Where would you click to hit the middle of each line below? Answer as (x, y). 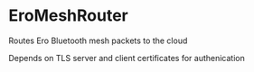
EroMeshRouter (68, 16)
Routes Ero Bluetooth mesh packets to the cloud (98, 40)
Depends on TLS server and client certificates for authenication (127, 58)
